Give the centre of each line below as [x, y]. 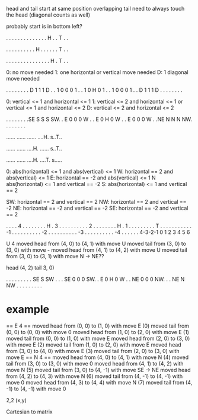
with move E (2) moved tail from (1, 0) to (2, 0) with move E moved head [94, 344]
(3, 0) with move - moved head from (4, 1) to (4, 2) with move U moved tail [97, 250]
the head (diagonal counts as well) [48, 15]
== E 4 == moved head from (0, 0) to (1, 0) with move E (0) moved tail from [98, 326]
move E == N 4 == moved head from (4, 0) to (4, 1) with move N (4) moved [98, 357]
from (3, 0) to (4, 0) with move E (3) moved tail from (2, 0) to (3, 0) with [93, 351]
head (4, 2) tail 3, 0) [30, 268]
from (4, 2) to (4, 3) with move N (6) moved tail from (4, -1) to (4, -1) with [95, 376]
